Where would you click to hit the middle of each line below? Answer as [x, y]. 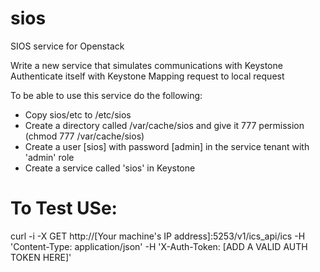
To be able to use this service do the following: [106, 95]
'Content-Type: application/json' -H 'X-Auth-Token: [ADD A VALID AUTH [159, 246]
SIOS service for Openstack [67, 46]
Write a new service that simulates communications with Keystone [146, 65]
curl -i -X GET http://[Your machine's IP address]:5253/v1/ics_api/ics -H [158, 236]
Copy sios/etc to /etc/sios [78, 114]
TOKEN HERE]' [41, 257]
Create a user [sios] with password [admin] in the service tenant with [167, 146]
